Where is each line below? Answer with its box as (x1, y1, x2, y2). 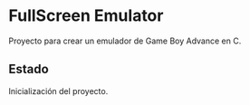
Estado (8, 62, 49, 77)
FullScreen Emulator (8, 5, 164, 26)
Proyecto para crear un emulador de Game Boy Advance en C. (8, 35, 242, 46)
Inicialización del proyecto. (8, 85, 109, 96)
